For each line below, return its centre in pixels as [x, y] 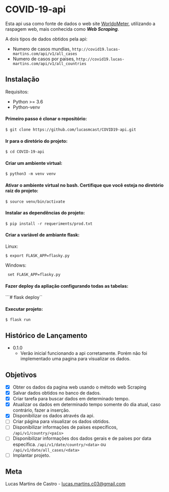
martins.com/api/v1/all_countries [49, 63]
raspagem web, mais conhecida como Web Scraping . [62, 29]
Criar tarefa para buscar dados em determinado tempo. [71, 399]
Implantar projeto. [31, 455]
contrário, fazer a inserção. [41, 410]
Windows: [16, 265]
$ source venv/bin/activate [35, 201]
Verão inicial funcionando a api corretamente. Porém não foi [84, 353]
